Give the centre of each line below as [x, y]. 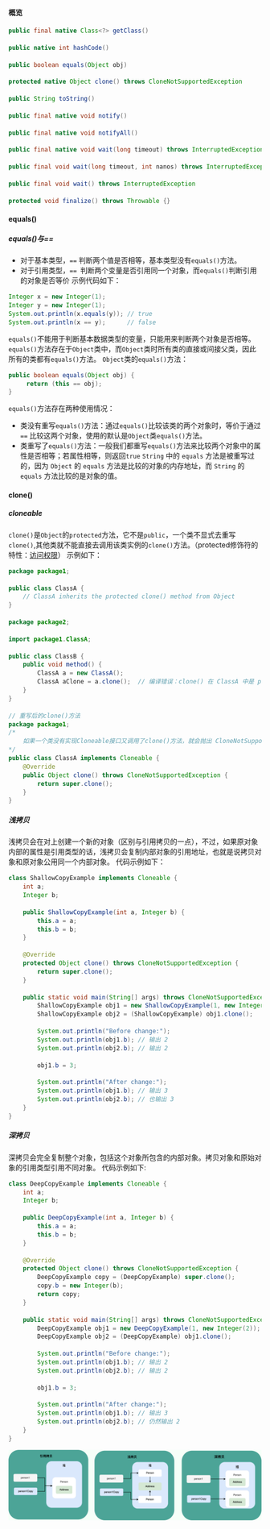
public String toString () [51, 99]
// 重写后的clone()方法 [44, 716]
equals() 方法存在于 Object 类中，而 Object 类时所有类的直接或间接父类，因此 [133, 349]
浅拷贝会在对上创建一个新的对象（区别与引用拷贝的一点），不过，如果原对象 [133, 841]
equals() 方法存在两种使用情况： [61, 409]
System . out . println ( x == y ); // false [82, 322]
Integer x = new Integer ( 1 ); [57, 297]
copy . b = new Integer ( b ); [81, 1286]
